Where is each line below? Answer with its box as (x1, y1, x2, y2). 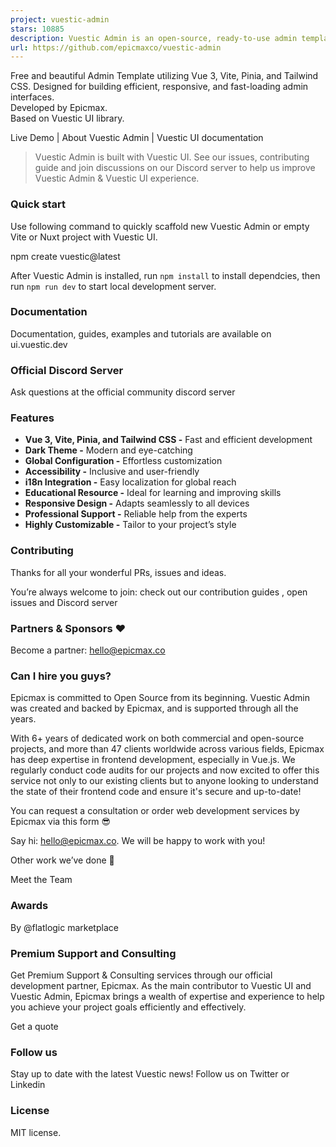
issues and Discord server (10, 596, 118, 608)
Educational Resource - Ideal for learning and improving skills (24, 487, 282, 499)
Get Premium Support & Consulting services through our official (10, 969, 273, 981)
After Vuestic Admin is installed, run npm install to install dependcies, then (10, 269, 321, 281)
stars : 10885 (10, 24, 65, 34)
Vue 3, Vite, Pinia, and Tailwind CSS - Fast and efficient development (24, 434, 313, 446)
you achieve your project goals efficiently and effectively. (10, 1001, 247, 1013)
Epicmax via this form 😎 (10, 816, 112, 828)
